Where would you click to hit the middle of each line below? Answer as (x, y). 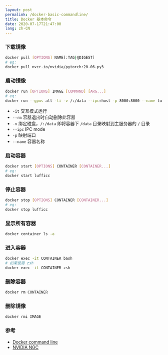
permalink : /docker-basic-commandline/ (47, 15)
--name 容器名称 (28, 141)
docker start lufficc (28, 176)
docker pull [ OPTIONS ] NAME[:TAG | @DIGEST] (50, 58)
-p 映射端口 (24, 135)
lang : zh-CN (17, 29)
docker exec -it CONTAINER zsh (38, 268)
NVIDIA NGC (25, 347)
